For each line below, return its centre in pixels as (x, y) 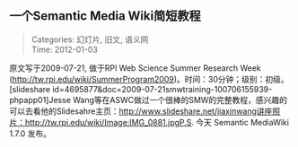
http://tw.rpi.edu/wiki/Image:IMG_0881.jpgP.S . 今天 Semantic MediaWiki (157, 122)
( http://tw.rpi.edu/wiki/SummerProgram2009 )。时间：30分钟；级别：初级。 (149, 79)
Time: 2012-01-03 (65, 49)
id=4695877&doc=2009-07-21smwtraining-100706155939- (162, 89)
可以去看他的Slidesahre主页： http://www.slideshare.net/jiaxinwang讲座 (141, 111)
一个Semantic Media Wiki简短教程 (105, 16)
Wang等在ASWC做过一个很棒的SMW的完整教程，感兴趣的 (180, 99)
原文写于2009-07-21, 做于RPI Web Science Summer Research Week (136, 68)
